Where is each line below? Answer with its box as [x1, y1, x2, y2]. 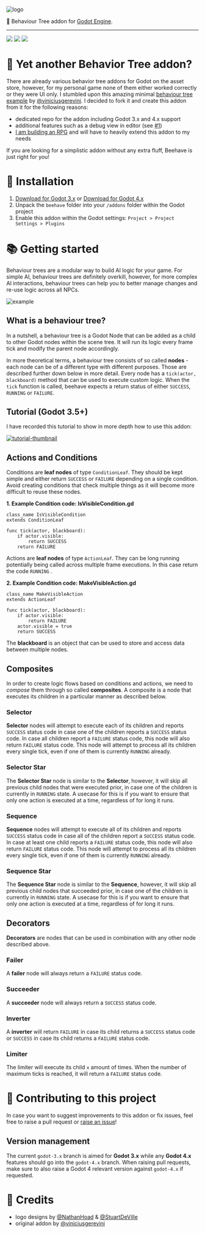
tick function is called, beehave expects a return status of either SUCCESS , [6, 382, 191, 390]
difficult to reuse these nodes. [6, 488, 82, 496]
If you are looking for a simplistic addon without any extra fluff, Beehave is [6, 147, 193, 154]
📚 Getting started [6, 242, 99, 256]
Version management [6, 1136, 90, 1146]
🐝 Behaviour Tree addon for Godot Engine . [6, 18, 113, 24]
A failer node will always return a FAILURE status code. [6, 970, 142, 977]
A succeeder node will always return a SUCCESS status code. [6, 999, 157, 1006]
